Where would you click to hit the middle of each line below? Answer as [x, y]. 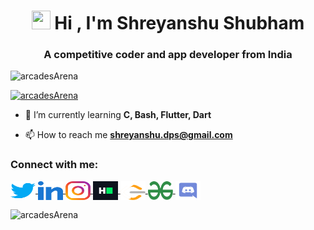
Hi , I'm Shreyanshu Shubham [179, 23]
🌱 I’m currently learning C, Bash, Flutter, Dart [118, 115]
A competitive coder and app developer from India [168, 55]
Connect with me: [54, 165]
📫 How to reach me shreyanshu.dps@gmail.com [128, 135]
